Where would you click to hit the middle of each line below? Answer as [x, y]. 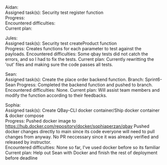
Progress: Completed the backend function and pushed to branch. [85, 85]
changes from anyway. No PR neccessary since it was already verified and [82, 137]
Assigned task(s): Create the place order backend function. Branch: [75, 80]
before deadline [21, 158]
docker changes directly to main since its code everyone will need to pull [80, 131]
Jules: [11, 38]
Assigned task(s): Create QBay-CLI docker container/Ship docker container [83, 110]
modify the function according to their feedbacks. [56, 95]
